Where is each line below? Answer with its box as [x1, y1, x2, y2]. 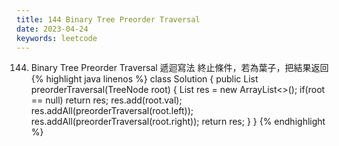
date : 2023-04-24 [16, 24, 89, 34]
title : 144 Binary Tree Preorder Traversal [16, 14, 201, 25]
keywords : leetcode [16, 33, 98, 43]
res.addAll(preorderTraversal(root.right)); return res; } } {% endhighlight [30, 116, 326, 128]
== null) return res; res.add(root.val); [30, 94, 183, 106]
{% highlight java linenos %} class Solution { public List [30, 73, 259, 85]
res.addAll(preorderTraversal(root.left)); [30, 105, 194, 117]
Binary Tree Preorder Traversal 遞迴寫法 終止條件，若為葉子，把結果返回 [30, 62, 329, 74]
